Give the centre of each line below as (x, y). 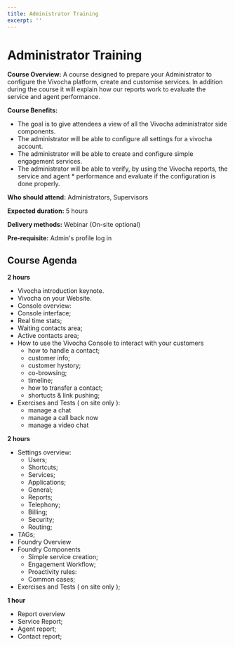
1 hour (16, 601)
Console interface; (44, 313)
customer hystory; (54, 365)
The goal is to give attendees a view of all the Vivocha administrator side (122, 124)
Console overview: (44, 306)
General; (40, 490)
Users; (38, 460)
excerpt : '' (25, 20)
